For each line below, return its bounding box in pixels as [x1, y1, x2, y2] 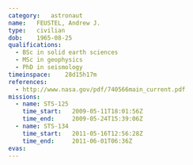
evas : [8, 144, 26, 152]
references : [8, 78, 47, 86]
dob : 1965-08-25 [8, 33, 73, 42]
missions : [8, 93, 41, 101]
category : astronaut [8, 11, 83, 20]
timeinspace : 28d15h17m [8, 71, 97, 79]
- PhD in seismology [15, 63, 83, 71]
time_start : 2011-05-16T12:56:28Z [22, 129, 144, 137]
